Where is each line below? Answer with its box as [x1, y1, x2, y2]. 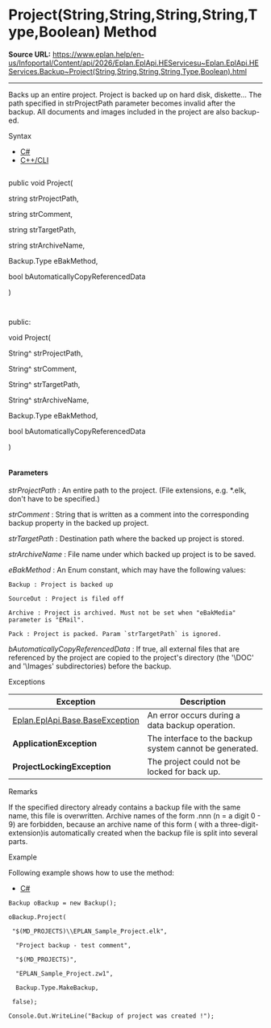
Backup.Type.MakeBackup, [15, 984, 99, 993]
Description [180, 696, 226, 707]
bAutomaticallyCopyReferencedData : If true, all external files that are [8, 644, 240, 654]
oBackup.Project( [8, 914, 67, 922]
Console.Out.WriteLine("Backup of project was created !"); [8, 1012, 215, 1021]
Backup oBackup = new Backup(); [8, 899, 117, 908]
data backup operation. [147, 720, 236, 731]
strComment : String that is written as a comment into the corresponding [8, 510, 249, 519]
